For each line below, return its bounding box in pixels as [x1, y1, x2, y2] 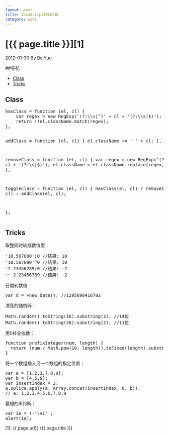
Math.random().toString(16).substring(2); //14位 [5, 313, 129, 319]
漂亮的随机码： [5, 302, 36, 308]
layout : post [5, 7, 33, 13]
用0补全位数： [5, 330, 35, 336]
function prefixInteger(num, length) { [5, 340, 104, 346]
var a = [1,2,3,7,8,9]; [5, 370, 64, 376]
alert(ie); [5, 415, 32, 421]
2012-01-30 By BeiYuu [5, 55, 52, 61]
